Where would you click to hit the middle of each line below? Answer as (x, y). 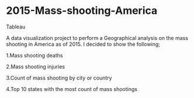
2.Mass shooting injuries (36, 66)
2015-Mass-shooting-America (82, 11)
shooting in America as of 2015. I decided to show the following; (83, 44)
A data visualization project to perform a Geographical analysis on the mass (97, 38)
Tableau (16, 27)
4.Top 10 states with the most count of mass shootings (72, 89)
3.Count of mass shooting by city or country (59, 78)
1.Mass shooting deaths (34, 55)
